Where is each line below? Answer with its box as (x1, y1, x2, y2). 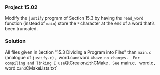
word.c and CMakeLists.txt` (5, 65, 58, 71)
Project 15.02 (5, 4, 38, 11)
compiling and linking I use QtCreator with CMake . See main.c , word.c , (5, 60, 156, 66)
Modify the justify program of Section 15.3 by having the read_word (5, 15, 144, 21)
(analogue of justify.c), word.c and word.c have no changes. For (5, 54, 140, 60)
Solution (5, 38, 26, 45)
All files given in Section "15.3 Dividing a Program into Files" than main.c (5, 49, 152, 55)
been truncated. (5, 26, 38, 32)
